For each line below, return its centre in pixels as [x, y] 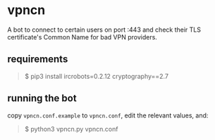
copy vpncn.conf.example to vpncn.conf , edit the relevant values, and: [108, 115]
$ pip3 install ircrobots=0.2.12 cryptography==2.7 [97, 76]
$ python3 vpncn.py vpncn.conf [71, 129]
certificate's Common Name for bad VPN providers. [82, 37]
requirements [38, 59]
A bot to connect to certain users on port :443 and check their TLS [104, 30]
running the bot [42, 98]
